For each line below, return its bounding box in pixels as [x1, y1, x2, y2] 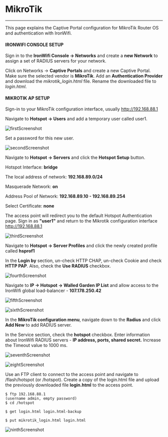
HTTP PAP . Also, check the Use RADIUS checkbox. [5, 263, 111, 269]
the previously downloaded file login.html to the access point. [5, 382, 133, 388]
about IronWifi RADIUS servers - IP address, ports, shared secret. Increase [5, 337, 161, 343]
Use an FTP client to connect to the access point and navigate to [5, 371, 138, 377]
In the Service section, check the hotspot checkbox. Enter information [5, 331, 150, 338]
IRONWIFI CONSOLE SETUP [5, 41, 64, 47]
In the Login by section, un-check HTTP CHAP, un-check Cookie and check [5, 257, 162, 263]
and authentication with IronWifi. [5, 30, 72, 36]
